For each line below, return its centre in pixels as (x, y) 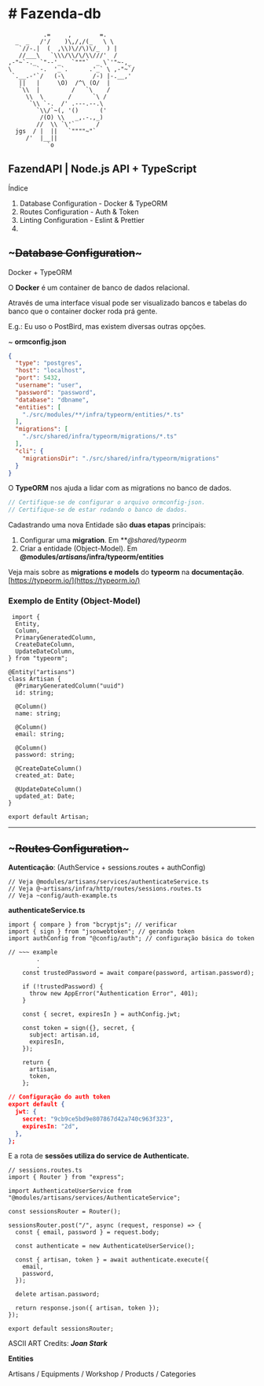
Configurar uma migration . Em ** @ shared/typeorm (103, 540)
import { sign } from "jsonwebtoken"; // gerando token (101, 932)
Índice (18, 188)
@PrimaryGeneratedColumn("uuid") (70, 686)
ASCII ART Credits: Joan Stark (58, 1343)
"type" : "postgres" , (49, 363)
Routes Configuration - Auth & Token (79, 211)
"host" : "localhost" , (51, 371)
